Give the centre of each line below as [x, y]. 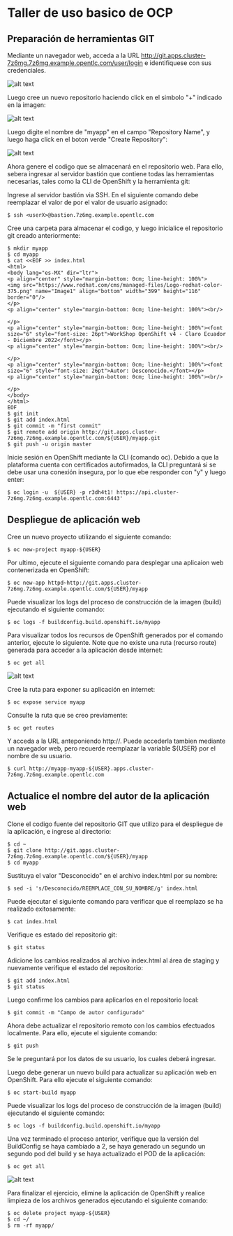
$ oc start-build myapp [42, 1093]
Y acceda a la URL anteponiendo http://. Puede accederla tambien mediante [116, 741]
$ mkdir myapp [28, 248]
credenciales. [27, 70]
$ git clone [24, 850]
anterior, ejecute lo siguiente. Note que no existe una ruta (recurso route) [112, 642]
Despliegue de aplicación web [74, 520]
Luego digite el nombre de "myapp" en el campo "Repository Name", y [109, 132]
